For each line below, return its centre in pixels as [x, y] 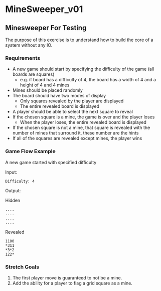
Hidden [13, 200]
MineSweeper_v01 [44, 9]
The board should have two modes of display [59, 96]
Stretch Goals [22, 267]
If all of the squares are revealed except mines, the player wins [77, 138]
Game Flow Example [31, 152]
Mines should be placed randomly [47, 90]
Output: [13, 190]
